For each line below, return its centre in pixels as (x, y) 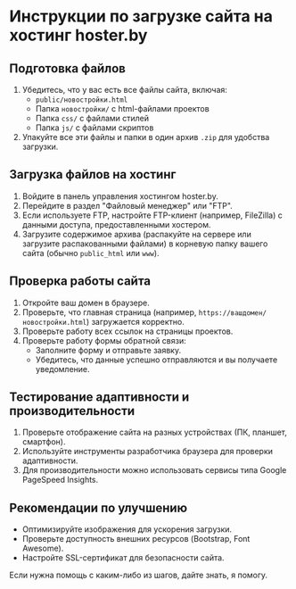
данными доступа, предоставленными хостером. (116, 224)
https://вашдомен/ (233, 313)
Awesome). (43, 548)
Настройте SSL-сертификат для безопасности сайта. (123, 558)
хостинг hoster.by (78, 35)
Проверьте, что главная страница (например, (109, 312)
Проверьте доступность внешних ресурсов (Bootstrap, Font (136, 539)
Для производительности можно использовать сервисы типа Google (154, 470)
